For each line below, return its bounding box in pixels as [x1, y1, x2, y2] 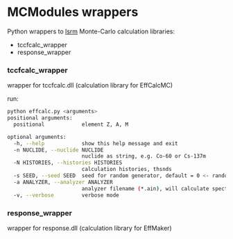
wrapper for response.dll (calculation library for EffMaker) [7, 224, 172, 232]
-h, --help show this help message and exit [13, 140, 178, 147]
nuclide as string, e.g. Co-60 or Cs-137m [81, 153, 207, 160]
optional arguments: [7, 133, 67, 140]
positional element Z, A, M [13, 121, 129, 128]
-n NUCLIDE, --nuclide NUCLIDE [13, 147, 104, 154]
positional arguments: [7, 115, 73, 122]
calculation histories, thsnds [81, 166, 172, 173]
